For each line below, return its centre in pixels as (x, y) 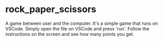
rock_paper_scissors (51, 9)
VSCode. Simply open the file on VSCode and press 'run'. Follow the (77, 28)
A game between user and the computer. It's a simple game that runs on (81, 23)
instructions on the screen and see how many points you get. (70, 34)
